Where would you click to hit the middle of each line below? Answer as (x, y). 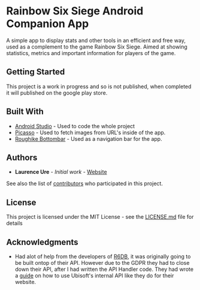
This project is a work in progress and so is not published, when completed (99, 86)
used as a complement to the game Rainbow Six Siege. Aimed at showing (97, 47)
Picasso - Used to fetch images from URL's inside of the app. (90, 132)
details (14, 223)
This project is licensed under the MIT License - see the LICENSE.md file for (100, 217)
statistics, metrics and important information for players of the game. (91, 53)
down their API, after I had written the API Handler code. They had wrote (104, 269)
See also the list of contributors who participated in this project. (85, 183)
